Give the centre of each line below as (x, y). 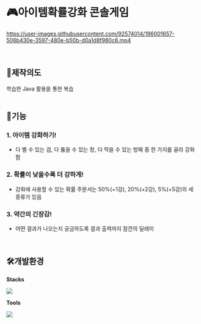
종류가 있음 (28, 197)
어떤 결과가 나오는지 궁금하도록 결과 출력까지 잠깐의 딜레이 (85, 229)
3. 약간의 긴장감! (29, 214)
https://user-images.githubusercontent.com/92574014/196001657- (91, 34)
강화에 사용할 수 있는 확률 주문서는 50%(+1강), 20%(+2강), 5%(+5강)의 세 (104, 189)
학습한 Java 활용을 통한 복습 (40, 89)
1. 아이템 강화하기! (31, 135)
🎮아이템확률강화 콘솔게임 (68, 13)
